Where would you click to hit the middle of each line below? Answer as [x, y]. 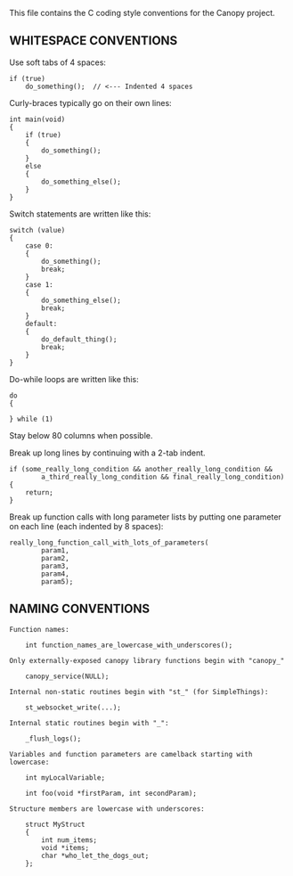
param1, [55, 550]
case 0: [39, 246]
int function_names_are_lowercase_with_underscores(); [129, 645]
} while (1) [31, 419]
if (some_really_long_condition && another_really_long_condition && [141, 469]
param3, [55, 566]
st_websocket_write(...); [73, 708]
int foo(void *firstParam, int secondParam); [111, 793]
